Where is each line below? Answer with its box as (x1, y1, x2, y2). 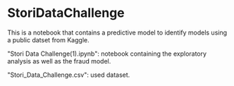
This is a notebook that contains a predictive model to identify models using (7, 28, 228, 37)
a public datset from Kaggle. (7, 35, 90, 44)
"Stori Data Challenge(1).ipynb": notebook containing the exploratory (7, 49, 207, 58)
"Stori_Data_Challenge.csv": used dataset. (7, 70, 130, 79)
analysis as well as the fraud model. (7, 56, 111, 65)
